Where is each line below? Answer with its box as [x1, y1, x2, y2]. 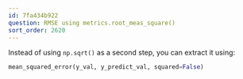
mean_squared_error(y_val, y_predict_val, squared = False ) [8, 63, 204, 71]
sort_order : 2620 [8, 26, 66, 34]
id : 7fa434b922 [8, 11, 59, 20]
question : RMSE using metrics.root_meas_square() [8, 19, 176, 27]
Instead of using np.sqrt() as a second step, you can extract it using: [8, 48, 236, 58]
